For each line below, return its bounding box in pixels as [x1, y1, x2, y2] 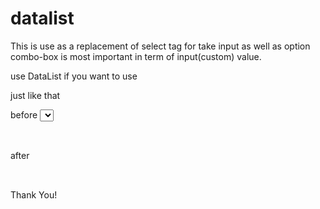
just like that [10, 89, 61, 101]
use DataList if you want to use [10, 70, 138, 82]
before [10, 108, 38, 121]
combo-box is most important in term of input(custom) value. [10, 50, 262, 62]
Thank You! [10, 188, 58, 201]
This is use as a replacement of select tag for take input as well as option [10, 40, 311, 52]
